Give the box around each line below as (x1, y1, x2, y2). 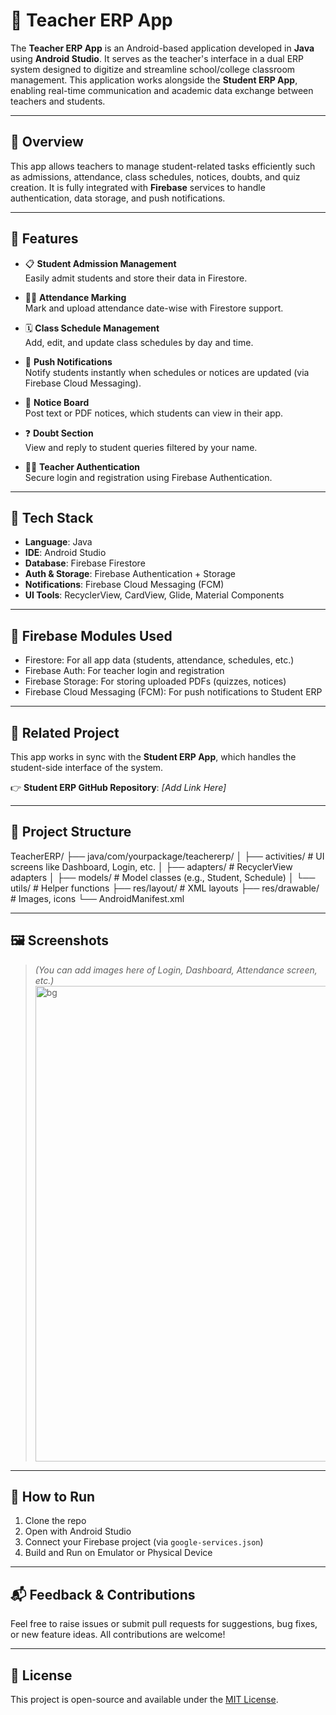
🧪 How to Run (10, 1489, 96, 1506)
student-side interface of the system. (10, 762, 164, 773)
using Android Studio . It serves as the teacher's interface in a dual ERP (10, 52, 304, 64)
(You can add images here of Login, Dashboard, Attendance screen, (34, 964, 318, 976)
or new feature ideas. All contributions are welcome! (10, 1629, 226, 1641)
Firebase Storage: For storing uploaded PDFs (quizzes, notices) (24, 675, 287, 688)
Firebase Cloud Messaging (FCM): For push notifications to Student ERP (24, 686, 323, 698)
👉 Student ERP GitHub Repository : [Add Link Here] (10, 782, 227, 793)
